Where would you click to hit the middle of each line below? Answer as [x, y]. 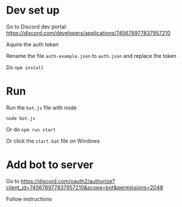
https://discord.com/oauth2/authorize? [68, 181]
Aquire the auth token [32, 44]
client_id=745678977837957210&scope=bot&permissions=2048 [85, 187]
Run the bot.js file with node [41, 108]
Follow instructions [29, 199]
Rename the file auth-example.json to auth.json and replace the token [91, 56]
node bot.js [21, 118]
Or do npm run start [31, 129]
